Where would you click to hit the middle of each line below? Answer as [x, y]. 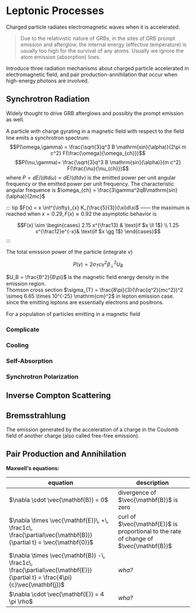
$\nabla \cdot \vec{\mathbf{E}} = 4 [57, 594]
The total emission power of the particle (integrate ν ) [69, 252]
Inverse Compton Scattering [58, 396]
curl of [127, 516]
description [153, 483]
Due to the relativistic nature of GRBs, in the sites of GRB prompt [98, 38]
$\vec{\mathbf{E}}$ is [148, 524]
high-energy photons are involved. [48, 81]
